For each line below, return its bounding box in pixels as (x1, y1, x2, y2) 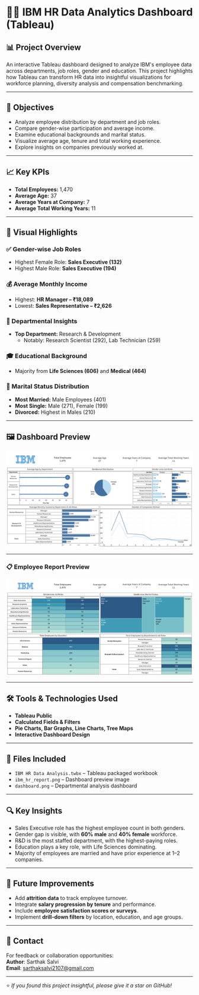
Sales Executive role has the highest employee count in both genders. (14, 824, 185, 832)
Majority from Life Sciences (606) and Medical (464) (14, 368, 146, 375)
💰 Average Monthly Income (6, 280, 88, 288)
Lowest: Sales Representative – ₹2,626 (14, 302, 112, 309)
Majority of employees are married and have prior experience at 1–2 (14, 850, 181, 857)
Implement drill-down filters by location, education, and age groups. (14, 913, 183, 920)
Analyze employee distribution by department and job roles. (14, 118, 161, 125)
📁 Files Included (6, 754, 66, 764)
